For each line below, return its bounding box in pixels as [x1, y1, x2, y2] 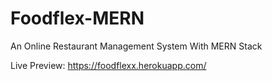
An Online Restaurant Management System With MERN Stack [10, 40, 263, 52]
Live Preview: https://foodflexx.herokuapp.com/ [10, 59, 207, 71]
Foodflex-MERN [10, 7, 145, 30]
